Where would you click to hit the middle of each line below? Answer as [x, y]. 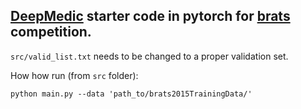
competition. [51, 32]
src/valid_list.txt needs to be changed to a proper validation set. [149, 56]
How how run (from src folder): [74, 75]
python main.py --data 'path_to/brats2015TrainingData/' [131, 94]
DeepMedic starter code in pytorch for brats [150, 16]
